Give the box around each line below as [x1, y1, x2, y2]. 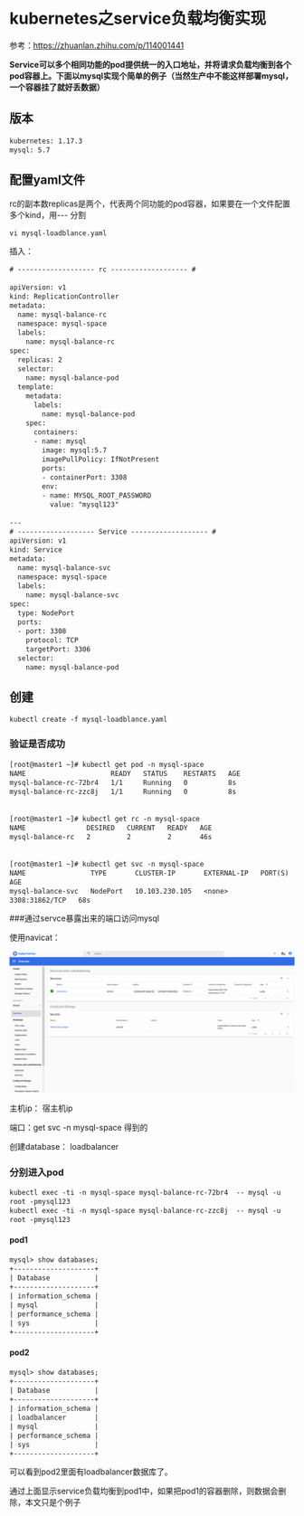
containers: [33, 427, 79, 437]
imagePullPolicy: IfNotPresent [42, 454, 160, 464]
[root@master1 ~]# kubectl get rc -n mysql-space [9, 814, 201, 823]
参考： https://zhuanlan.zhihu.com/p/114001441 [9, 40, 185, 51]
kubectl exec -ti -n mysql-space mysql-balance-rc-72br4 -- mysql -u [9, 1188, 281, 1197]
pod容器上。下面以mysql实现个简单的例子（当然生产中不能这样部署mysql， [9, 70, 294, 81]
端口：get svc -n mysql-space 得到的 [9, 1122, 148, 1132]
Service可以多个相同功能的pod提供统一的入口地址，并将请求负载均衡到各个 [9, 59, 292, 70]
